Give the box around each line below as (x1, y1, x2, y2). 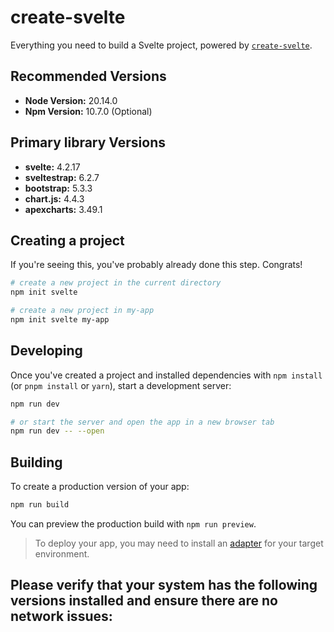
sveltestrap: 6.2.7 (24, 171, 100, 183)
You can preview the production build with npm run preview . (10, 518, 257, 530)
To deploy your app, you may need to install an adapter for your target (34, 537, 324, 549)
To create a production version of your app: (10, 481, 190, 493)
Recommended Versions (10, 68, 167, 85)
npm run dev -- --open (10, 426, 105, 436)
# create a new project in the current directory (10, 278, 222, 288)
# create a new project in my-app (10, 306, 155, 316)
